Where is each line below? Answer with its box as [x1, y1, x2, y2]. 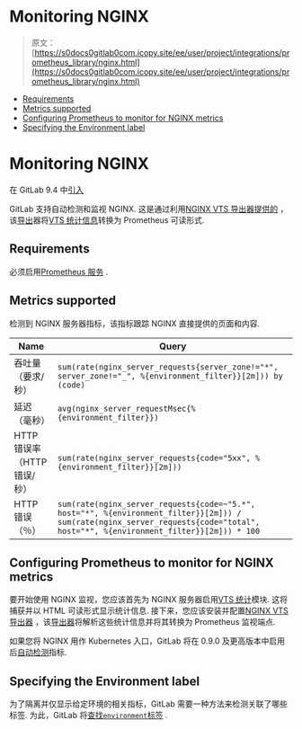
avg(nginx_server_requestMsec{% [57, 403, 196, 413]
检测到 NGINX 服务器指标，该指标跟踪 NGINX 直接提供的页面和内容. [9, 317, 261, 329]
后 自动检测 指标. [9, 647, 67, 658]
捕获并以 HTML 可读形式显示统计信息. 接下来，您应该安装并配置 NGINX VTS [9, 605, 289, 617]
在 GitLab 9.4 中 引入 [9, 184, 84, 195]
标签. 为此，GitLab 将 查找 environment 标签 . [9, 710, 168, 721]
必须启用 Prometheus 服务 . [9, 266, 109, 277]
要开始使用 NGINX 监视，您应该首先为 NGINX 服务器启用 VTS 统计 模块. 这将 [9, 594, 289, 605]
